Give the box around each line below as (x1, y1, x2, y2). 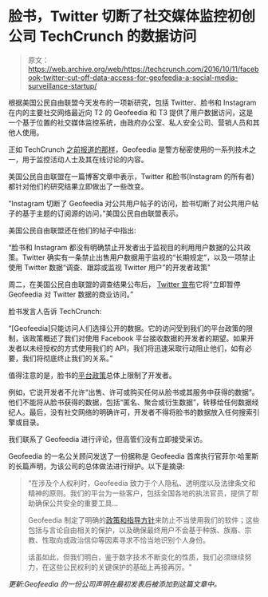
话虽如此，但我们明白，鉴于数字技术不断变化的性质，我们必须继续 (27, 552, 245, 562)
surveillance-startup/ (27, 81, 97, 90)
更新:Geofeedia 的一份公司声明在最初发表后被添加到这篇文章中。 (8, 579, 222, 588)
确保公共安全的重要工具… (34, 498, 118, 507)
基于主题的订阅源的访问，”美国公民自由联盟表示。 (22, 209, 183, 218)
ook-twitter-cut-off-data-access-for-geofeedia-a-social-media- (27, 73, 238, 82)
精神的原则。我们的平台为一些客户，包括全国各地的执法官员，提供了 (27, 488, 252, 498)
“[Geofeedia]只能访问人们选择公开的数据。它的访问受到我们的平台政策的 (8, 323, 246, 332)
